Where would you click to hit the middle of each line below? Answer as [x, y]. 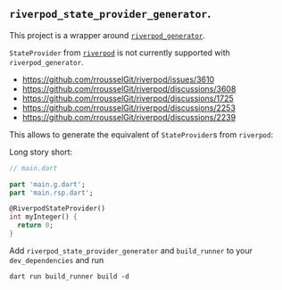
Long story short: [41, 152]
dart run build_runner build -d [69, 276]
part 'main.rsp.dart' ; [51, 193]
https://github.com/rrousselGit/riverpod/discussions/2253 [129, 108]
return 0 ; [35, 226]
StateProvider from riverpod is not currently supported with [120, 53]
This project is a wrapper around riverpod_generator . [107, 35]
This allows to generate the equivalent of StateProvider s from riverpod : [141, 134]
